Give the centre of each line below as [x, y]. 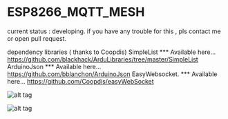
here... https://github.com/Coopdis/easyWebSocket [80, 81]
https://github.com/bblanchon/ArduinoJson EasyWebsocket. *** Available [112, 74]
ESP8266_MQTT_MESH [76, 12]
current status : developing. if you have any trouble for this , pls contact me [114, 31]
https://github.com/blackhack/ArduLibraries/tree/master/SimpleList [103, 59]
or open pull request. [37, 38]
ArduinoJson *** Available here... [54, 66]
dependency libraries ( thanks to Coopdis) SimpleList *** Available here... [112, 52]
